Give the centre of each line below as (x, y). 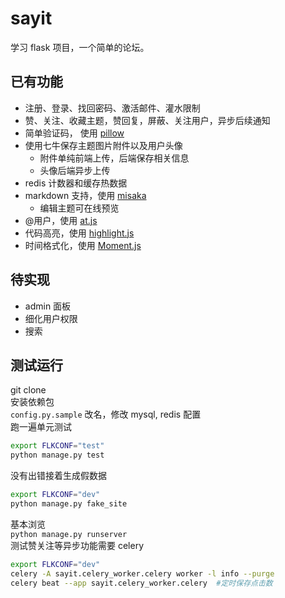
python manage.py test (57, 455)
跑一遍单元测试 (41, 427)
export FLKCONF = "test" (57, 446)
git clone (28, 390)
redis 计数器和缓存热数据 (76, 183)
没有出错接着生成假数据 (58, 476)
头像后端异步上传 (75, 170)
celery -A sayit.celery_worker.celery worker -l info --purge (142, 573)
